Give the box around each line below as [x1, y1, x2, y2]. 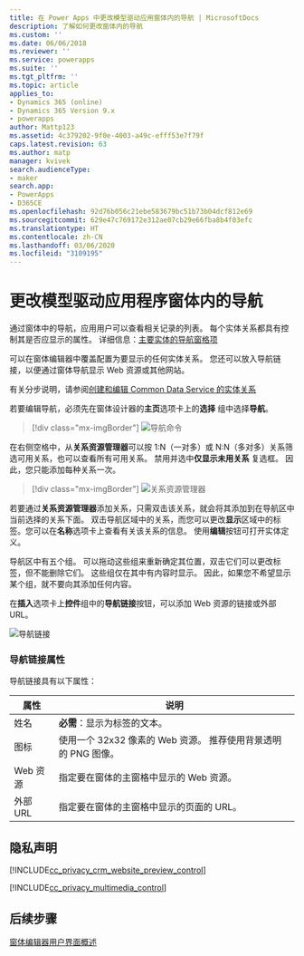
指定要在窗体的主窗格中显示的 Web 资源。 [58, 771, 237, 784]
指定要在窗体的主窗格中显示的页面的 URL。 [58, 801, 242, 814]
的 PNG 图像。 [58, 748, 119, 760]
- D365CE [9, 198, 43, 208]
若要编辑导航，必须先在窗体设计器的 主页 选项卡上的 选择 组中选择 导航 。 [9, 403, 273, 414]
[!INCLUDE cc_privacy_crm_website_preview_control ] [9, 864, 206, 875]
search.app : [9, 182, 54, 191]
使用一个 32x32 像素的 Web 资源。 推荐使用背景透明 [58, 734, 282, 747]
